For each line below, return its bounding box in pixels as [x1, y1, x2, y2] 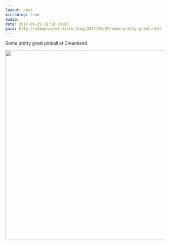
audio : [5, 17, 19, 22]
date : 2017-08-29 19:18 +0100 [5, 21, 69, 27]
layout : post [5, 7, 33, 13]
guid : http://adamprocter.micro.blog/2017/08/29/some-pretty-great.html [5, 26, 162, 31]
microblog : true [5, 12, 39, 17]
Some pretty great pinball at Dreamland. [5, 40, 89, 46]
